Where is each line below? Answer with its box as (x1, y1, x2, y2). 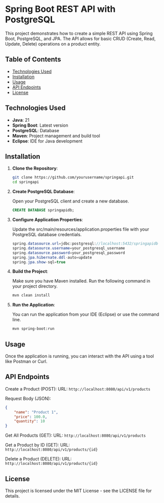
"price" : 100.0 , (14, 414, 48, 419)
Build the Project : (12, 268, 48, 274)
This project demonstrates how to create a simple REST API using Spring (5, 30, 153, 36)
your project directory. (12, 283, 58, 289)
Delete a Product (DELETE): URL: (5, 456, 72, 462)
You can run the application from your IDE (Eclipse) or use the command (12, 311, 159, 317)
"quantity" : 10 (14, 419, 45, 424)
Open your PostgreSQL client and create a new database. (12, 198, 129, 204)
